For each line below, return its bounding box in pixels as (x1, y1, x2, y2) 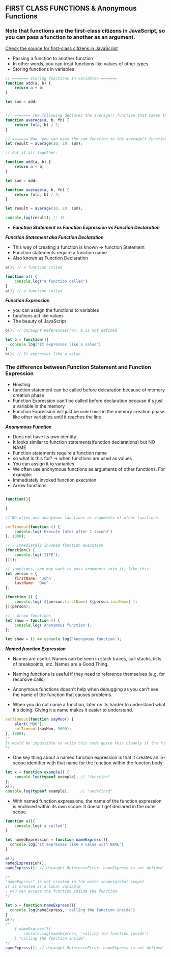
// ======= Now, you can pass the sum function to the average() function (5, 136, 167, 142)
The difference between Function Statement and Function (5, 363, 151, 370)
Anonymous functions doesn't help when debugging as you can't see (12, 686, 159, 693)
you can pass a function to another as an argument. (5, 34, 136, 41)
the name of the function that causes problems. (12, 692, 113, 698)
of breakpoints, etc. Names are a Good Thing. (12, 661, 109, 667)
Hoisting (12, 382, 31, 388)
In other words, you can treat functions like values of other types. (12, 61, 150, 67)
